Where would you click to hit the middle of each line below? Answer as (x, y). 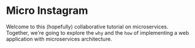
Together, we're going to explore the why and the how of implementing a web (97, 32)
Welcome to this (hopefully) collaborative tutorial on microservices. (87, 27)
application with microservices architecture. (59, 39)
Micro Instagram (47, 11)
